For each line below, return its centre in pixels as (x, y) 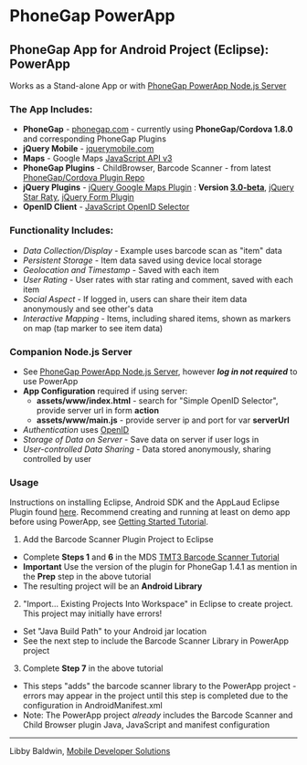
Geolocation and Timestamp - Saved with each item (121, 269)
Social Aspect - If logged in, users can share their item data (135, 299)
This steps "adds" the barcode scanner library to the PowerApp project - (159, 686)
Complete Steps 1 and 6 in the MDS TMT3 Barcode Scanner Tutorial (151, 557)
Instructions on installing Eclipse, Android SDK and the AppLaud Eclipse (145, 502)
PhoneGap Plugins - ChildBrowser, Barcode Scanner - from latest (147, 168)
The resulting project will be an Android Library (112, 586)
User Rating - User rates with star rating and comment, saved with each (158, 279)
